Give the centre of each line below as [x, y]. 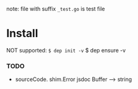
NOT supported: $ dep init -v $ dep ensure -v [66, 50]
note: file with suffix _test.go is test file [56, 9]
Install [22, 34]
